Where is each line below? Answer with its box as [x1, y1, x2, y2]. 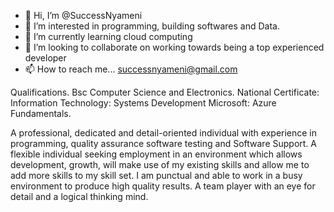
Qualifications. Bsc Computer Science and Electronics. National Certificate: [10, 86, 320, 98]
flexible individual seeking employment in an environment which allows [10, 148, 303, 160]
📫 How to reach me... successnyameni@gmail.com [24, 63, 238, 75]
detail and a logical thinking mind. [10, 191, 149, 202]
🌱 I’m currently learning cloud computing [24, 31, 193, 42]
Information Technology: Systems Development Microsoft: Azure [10, 97, 277, 109]
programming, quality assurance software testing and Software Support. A [10, 138, 317, 149]
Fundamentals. [10, 108, 72, 119]
